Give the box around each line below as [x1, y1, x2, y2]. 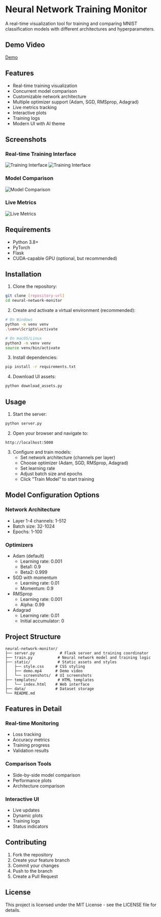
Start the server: [12, 411, 47, 417]
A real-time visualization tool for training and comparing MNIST [5, 20, 138, 27]
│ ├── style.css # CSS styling [5, 664, 85, 669]
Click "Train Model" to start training [20, 476, 94, 482]
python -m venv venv [5, 322, 49, 327]
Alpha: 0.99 [20, 601, 45, 608]
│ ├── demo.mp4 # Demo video [5, 668, 83, 673]
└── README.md [5, 691, 36, 696]
